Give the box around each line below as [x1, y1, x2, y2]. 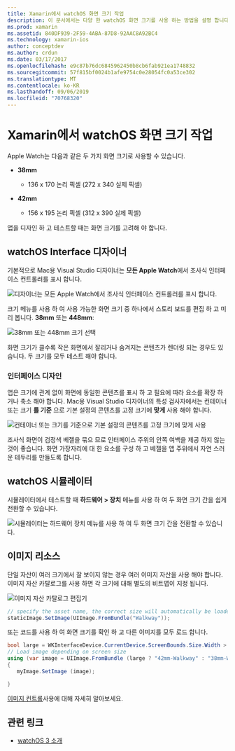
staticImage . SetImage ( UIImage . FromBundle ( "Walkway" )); [7, 614, 171, 621]
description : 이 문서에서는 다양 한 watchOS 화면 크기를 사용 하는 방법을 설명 [7, 17, 212, 24]
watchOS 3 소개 [17, 736, 63, 745]
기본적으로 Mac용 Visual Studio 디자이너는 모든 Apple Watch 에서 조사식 [7, 266, 208, 274]
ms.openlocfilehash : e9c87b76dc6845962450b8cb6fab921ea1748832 [7, 62, 196, 69]
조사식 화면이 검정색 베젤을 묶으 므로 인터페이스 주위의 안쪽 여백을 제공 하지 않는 [7, 436, 226, 444]
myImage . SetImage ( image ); [16, 668, 96, 675]
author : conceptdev [7, 43, 64, 50]
